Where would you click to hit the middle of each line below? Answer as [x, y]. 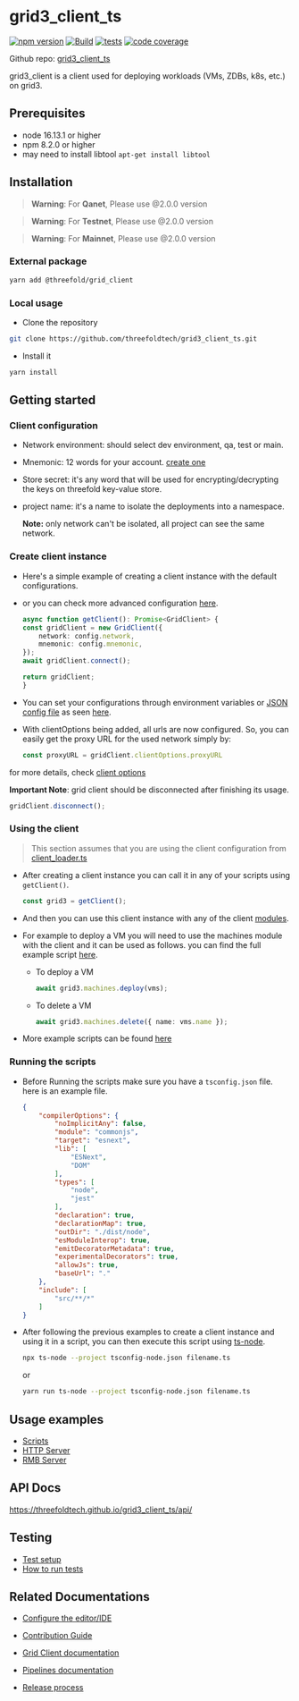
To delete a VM [63, 1005]
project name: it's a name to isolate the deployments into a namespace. [153, 506]
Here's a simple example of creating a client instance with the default [149, 576]
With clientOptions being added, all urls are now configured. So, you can [155, 729]
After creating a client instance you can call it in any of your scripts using [156, 875]
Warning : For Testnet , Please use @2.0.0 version [122, 221]
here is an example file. [65, 1091]
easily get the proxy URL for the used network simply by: [127, 739]
